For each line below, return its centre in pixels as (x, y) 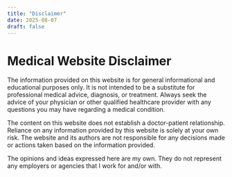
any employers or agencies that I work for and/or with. (85, 166)
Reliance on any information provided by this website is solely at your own (113, 130)
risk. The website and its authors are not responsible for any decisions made (116, 138)
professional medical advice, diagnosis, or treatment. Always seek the (107, 95)
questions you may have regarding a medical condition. (86, 110)
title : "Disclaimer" (37, 14)
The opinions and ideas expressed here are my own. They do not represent (114, 159)
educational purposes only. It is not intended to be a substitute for (101, 87)
